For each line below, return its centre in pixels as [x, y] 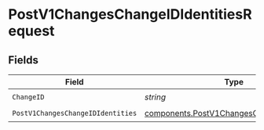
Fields [24, 60]
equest [31, 31]
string [155, 97]
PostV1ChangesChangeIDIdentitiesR [130, 14]
